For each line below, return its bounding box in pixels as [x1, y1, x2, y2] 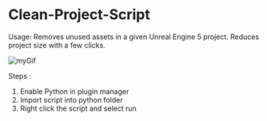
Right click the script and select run [19, 103, 137, 113]
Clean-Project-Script [8, 6, 150, 24]
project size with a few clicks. [8, 40, 106, 49]
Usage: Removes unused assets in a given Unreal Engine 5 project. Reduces [8, 32, 260, 41]
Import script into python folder [19, 95, 123, 104]
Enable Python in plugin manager [19, 86, 130, 96]
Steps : [8, 71, 32, 80]
